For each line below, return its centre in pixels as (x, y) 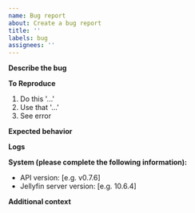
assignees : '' (32, 45)
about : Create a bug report (55, 23)
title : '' (25, 30)
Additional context (40, 202)
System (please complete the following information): (98, 162)
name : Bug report (37, 16)
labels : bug (28, 38)
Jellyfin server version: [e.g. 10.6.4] (78, 186)
